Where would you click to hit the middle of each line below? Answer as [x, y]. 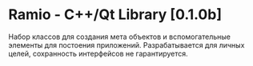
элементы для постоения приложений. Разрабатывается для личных [127, 45]
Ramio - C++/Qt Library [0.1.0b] [115, 15]
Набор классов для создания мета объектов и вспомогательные [119, 37]
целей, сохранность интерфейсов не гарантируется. [98, 53]
